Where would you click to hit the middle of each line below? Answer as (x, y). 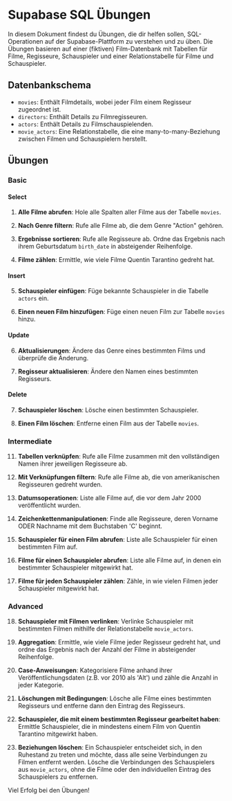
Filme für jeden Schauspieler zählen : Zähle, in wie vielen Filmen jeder (118, 581)
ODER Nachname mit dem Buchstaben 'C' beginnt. (90, 526)
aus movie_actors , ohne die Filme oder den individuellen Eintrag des (114, 770)
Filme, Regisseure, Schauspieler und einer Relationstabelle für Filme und (111, 56)
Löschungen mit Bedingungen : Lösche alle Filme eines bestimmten (114, 698)
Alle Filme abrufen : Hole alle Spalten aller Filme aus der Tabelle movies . (119, 212)
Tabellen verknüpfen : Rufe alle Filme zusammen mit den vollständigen (118, 457)
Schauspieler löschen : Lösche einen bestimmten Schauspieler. (108, 410)
